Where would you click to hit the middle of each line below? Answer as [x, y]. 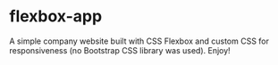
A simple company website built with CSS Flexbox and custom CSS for [139, 41]
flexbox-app [56, 16]
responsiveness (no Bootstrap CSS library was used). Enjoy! [120, 50]
